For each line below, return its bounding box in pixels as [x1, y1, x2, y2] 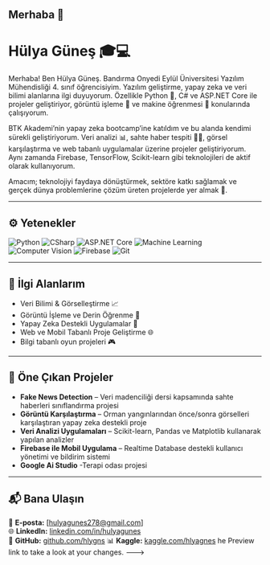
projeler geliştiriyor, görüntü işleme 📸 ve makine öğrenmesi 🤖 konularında [8, 100, 251, 109]
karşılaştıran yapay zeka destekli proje [19, 417, 147, 427]
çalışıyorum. [8, 108, 49, 117]
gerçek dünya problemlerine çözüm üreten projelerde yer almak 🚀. [8, 186, 227, 195]
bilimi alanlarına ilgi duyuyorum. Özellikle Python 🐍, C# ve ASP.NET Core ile [8, 91, 258, 100]
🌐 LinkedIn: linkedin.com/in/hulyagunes [8, 526, 141, 535]
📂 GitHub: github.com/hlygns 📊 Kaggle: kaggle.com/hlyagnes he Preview [8, 535, 255, 545]
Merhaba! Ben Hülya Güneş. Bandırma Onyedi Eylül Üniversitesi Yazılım [8, 74, 245, 84]
